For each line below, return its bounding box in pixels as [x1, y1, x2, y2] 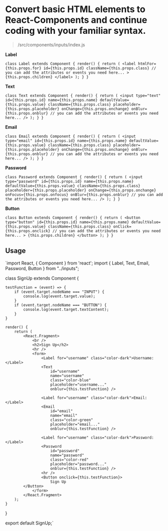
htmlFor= [138, 61, 156, 66]
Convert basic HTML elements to [5, 4, 146, 15]
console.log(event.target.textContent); [23, 307, 109, 312]
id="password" [50, 448, 80, 453]
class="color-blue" [50, 378, 92, 383]
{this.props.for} [5, 66, 42, 71]
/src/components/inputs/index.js [17, 41, 86, 47]
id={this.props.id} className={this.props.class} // [43, 66, 156, 71]
